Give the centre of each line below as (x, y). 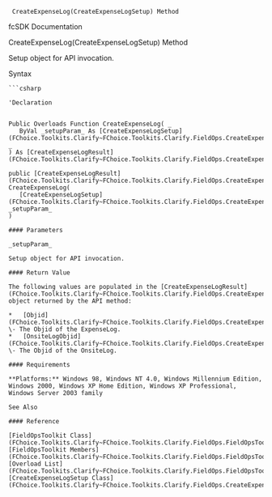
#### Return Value (39, 273)
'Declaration (30, 103)
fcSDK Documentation (45, 27)
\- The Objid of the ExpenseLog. (65, 329)
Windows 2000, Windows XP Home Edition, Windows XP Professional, (123, 386)
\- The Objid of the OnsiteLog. (63, 350)
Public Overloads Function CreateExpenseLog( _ (90, 124)
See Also (23, 407)
